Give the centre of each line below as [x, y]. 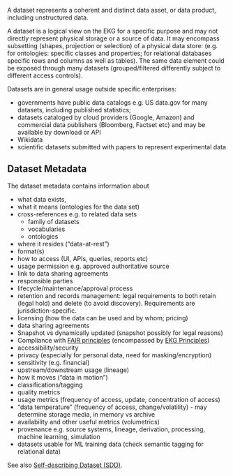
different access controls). [45, 75]
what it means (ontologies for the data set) [78, 207]
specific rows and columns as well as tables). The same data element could [116, 61]
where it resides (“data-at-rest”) [63, 244]
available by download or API [59, 132]
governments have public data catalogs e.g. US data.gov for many [112, 103]
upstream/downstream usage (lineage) [73, 370]
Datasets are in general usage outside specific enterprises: [92, 89]
